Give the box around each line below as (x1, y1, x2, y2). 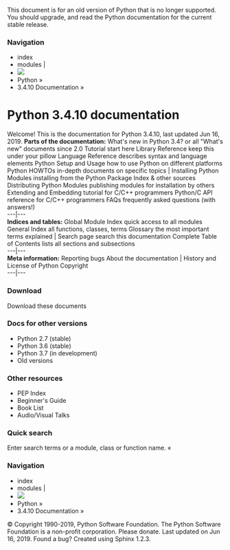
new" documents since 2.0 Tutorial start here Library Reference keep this (7, 144, 215, 153)
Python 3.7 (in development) (16, 349, 97, 357)
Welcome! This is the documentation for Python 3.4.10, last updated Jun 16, (7, 130, 220, 138)
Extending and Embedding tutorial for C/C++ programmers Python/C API (7, 188, 213, 197)
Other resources (7, 373, 63, 383)
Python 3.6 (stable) (16, 342, 71, 350)
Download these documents (7, 302, 87, 310)
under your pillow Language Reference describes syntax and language (7, 152, 207, 160)
